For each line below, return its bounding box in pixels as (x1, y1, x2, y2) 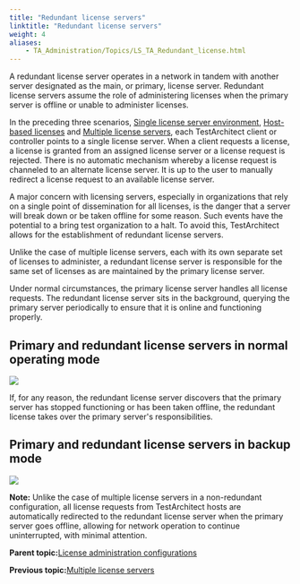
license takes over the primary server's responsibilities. (9, 411, 213, 422)
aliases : (9, 38, 42, 47)
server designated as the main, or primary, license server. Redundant (9, 81, 264, 91)
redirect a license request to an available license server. (9, 174, 215, 185)
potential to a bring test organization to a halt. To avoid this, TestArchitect (9, 220, 279, 231)
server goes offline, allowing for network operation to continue (9, 520, 240, 531)
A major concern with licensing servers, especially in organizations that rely (9, 192, 288, 202)
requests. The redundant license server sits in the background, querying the (9, 293, 290, 304)
